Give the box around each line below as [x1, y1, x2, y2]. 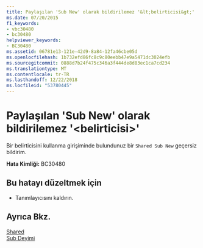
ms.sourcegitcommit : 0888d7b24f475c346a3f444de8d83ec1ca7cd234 [6, 60, 171, 66]
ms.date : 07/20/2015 [6, 15, 59, 21]
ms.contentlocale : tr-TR [6, 71, 69, 77]
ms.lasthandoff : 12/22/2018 [6, 77, 78, 83]
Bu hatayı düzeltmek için [6, 178, 102, 188]
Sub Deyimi [6, 234, 35, 241]
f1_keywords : [6, 20, 40, 26]
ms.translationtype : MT [6, 65, 67, 72]
